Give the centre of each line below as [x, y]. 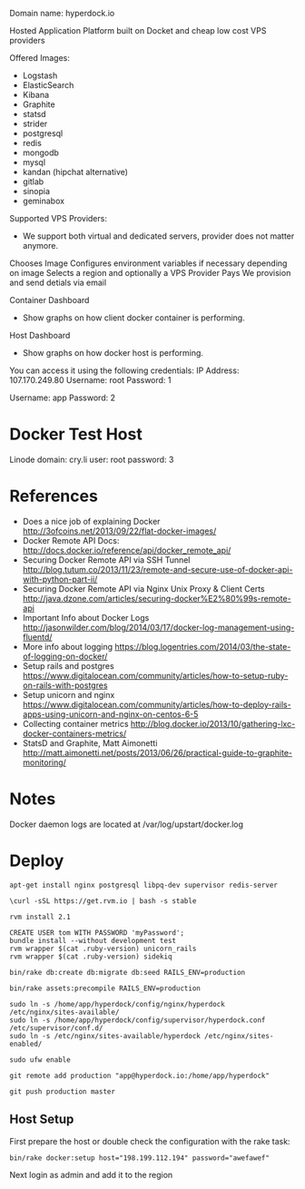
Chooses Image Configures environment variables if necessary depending [148, 263]
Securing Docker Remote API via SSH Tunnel [106, 560]
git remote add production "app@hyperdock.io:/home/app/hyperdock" [140, 1076]
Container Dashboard [49, 300]
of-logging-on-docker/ [65, 656]
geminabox [44, 201]
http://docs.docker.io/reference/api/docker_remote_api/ [127, 550]
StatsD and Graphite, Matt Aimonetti [90, 742]
